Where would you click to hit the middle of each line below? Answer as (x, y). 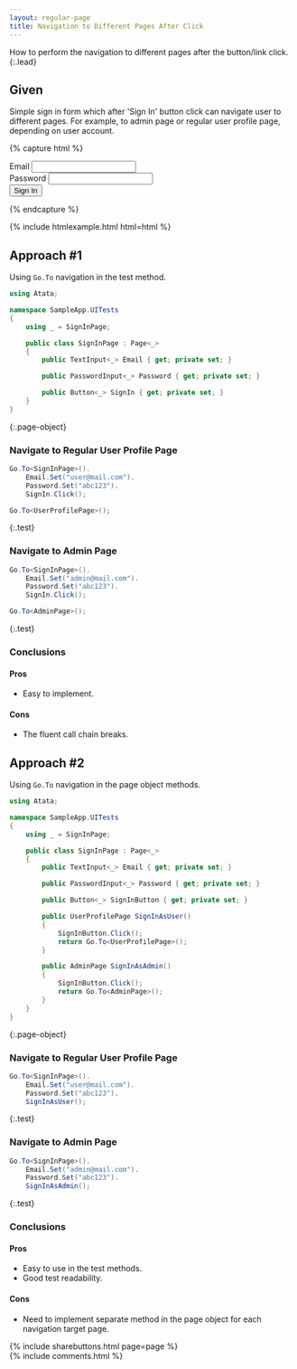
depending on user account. (62, 131)
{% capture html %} (46, 148)
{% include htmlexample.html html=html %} (90, 227)
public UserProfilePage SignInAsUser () (117, 917)
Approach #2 (47, 763)
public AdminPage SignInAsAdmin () (107, 967)
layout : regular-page (50, 18)
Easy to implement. (58, 694)
